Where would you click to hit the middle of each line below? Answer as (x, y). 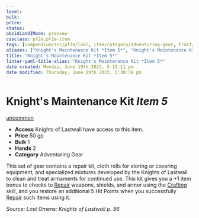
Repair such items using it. (38, 198)
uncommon (20, 118)
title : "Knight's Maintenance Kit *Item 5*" (62, 56)
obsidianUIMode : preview (37, 34)
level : (14, 12)
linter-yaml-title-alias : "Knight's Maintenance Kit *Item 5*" (86, 61)
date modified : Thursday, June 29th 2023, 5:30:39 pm (74, 72)
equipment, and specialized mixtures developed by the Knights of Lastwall (97, 172)
